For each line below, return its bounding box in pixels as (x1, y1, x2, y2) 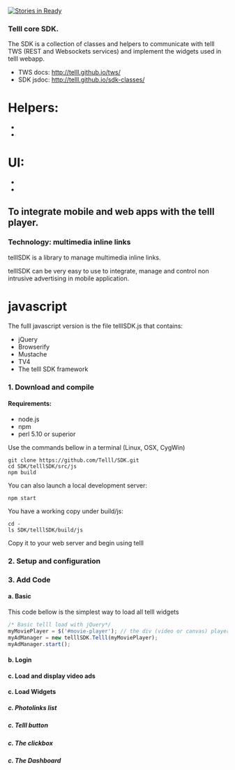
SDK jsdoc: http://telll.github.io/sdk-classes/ (17, 75, 145, 84)
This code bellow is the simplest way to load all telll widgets (8, 607, 180, 616)
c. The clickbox (8, 739, 53, 747)
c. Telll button (8, 721, 48, 730)
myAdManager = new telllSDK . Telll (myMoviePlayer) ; (8, 634, 158, 641)
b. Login (8, 656, 32, 664)
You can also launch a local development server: (8, 481, 148, 490)
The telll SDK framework (17, 365, 89, 373)
